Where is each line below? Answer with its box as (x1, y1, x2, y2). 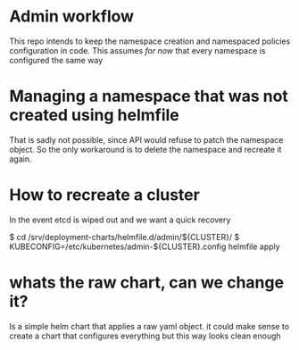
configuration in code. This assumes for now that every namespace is (9, 45, 266, 55)
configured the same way (9, 54, 104, 65)
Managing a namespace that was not (9, 87, 288, 106)
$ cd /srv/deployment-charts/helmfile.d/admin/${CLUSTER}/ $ (9, 231, 240, 242)
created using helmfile (9, 105, 180, 126)
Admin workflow (9, 6, 135, 27)
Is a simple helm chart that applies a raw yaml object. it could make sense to (9, 321, 290, 331)
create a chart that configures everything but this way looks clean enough (9, 330, 281, 341)
